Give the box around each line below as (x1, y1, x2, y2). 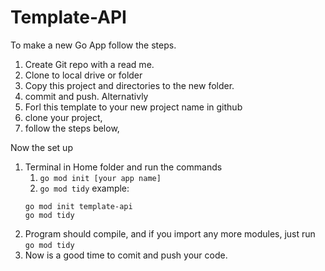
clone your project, (24, 111, 103, 123)
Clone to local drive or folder (24, 69, 143, 81)
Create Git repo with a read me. (24, 58, 155, 70)
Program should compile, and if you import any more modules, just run (24, 227, 316, 240)
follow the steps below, (24, 122, 120, 134)
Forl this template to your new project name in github (24, 101, 243, 113)
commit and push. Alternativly (24, 90, 149, 102)
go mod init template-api (24, 201, 133, 211)
